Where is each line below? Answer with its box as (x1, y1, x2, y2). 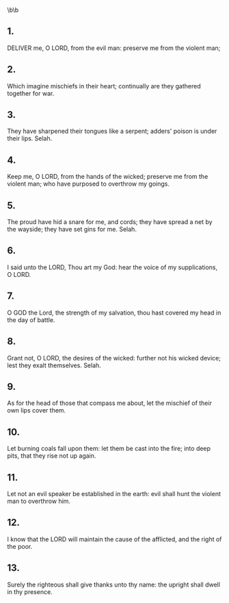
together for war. (7, 89, 55, 97)
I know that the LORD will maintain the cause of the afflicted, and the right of (7, 534, 222, 543)
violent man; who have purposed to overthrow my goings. (7, 180, 170, 188)
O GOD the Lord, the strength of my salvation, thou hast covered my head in (7, 308, 221, 317)
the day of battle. (7, 315, 55, 324)
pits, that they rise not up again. (7, 452, 96, 460)
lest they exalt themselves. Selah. (7, 361, 101, 369)
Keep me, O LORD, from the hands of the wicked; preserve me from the (7, 173, 208, 181)
